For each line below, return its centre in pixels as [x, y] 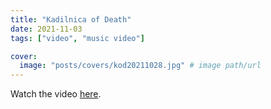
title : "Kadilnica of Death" [71, 19]
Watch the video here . [56, 94]
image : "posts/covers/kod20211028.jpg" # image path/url [140, 66]
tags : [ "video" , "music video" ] [77, 38]
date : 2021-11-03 [46, 29]
